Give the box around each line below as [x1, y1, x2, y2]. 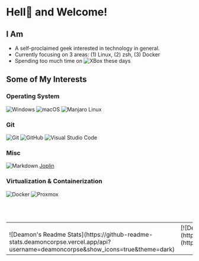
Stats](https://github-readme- [67, 230, 153, 238]
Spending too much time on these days [14, 58, 131, 64]
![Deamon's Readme [9, 230, 66, 238]
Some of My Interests [6, 74, 87, 85]
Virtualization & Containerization [6, 177, 102, 186]
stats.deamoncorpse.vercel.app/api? [9, 237, 111, 246]
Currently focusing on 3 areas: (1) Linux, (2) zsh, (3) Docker [14, 51, 161, 58]
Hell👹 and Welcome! [6, 5, 108, 19]
